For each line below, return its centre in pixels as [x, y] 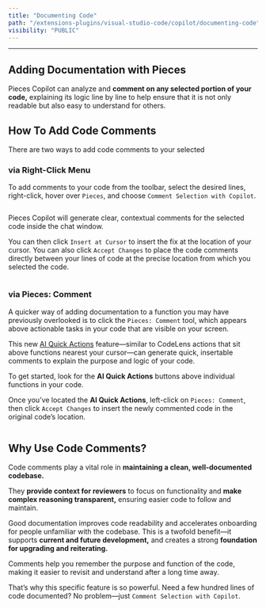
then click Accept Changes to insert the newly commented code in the [121, 408]
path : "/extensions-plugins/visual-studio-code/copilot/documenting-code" [134, 23]
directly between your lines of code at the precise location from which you [129, 259]
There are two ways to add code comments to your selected [106, 150]
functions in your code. [46, 384]
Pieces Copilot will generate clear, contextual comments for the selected [126, 218]
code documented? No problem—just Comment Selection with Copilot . [124, 596]
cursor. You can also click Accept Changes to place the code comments [123, 250]
